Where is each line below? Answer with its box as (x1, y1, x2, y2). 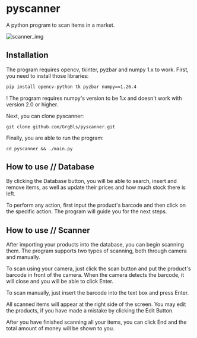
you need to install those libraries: (6, 72, 89, 79)
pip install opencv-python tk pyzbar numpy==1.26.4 (6, 84, 136, 90)
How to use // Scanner (6, 225, 90, 235)
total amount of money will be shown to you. (6, 325, 115, 332)
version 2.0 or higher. (6, 100, 59, 108)
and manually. (6, 254, 40, 261)
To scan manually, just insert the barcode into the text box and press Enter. (6, 289, 189, 296)
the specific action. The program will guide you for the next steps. (6, 208, 167, 215)
